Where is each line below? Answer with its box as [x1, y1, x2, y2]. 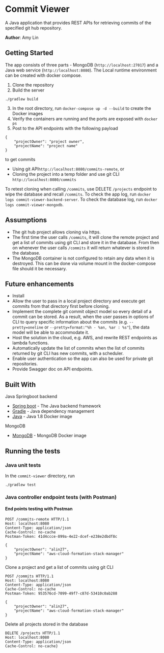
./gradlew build [5, 97, 38, 101]
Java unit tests [5, 461, 41, 468]
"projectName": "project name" [14, 143, 78, 148]
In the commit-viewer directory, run [5, 473, 75, 479]
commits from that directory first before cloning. [12, 303, 110, 309]
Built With [5, 380, 36, 389]
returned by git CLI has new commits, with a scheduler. [12, 351, 124, 357]
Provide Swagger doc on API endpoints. [12, 366, 93, 372]
